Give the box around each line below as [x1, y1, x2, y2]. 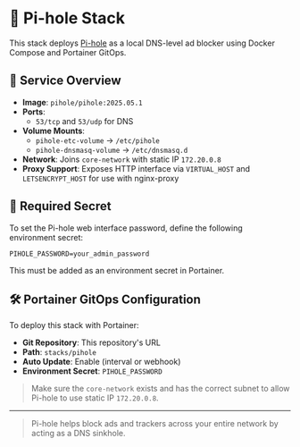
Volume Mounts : [21, 125, 85, 136]
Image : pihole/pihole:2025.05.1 [21, 97, 143, 107]
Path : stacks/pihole [21, 347, 96, 358]
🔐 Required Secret [9, 198, 112, 214]
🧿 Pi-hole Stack [9, 8, 126, 29]
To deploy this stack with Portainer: [9, 320, 140, 331]
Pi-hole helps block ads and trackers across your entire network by [30, 418, 279, 429]
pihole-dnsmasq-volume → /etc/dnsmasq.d [35, 144, 188, 155]
